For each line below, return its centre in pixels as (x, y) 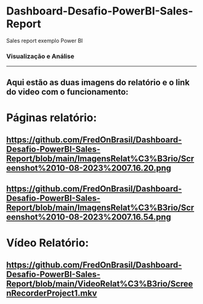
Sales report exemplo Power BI (45, 40)
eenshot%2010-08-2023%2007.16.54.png (89, 217)
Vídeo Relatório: (47, 243)
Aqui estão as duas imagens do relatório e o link (98, 82)
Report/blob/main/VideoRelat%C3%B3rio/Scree (100, 284)
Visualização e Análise (40, 56)
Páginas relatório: (52, 117)
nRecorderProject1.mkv (52, 293)
